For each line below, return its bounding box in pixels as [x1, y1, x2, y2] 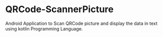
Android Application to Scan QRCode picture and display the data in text [5, 20, 158, 26]
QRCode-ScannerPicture [5, 4, 114, 15]
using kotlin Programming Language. [5, 25, 83, 31]
